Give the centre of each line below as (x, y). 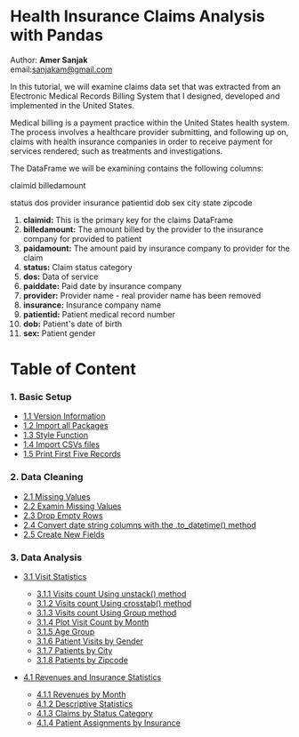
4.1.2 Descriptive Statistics (85, 704)
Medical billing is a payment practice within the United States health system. (150, 123)
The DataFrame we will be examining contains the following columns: (137, 168)
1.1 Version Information (64, 416)
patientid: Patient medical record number (99, 314)
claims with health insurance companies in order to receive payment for (141, 141)
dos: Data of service (61, 276)
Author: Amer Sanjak (49, 60)
